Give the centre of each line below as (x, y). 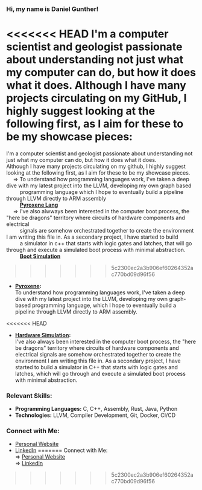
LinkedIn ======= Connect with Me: (61, 450)
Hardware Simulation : (43, 335)
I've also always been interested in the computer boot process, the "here (105, 341)
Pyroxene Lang (39, 205)
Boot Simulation (40, 256)
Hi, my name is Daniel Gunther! (52, 9)
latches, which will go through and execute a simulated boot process (100, 373)
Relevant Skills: (29, 396)
